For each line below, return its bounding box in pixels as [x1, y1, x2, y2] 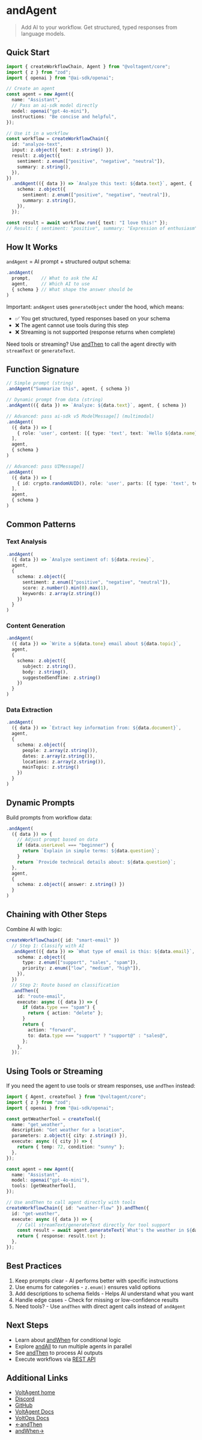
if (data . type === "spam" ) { [22, 1004, 96, 1011]
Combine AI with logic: [6, 925, 63, 932]
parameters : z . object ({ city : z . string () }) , [11, 1133, 128, 1139]
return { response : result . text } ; [17, 1233, 106, 1239]
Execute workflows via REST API [14, 1356, 96, 1363]
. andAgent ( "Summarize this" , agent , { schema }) [6, 386, 130, 392]
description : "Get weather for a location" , [11, 1127, 125, 1133]
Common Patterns [6, 520, 76, 530]
